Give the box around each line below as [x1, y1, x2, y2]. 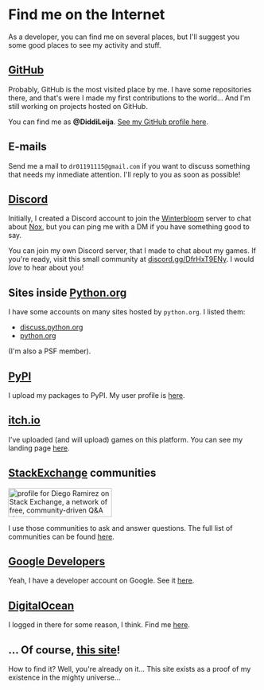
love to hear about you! [8, 263, 84, 272]
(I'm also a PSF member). [8, 346, 91, 356]
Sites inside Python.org [8, 286, 127, 299]
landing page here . [8, 443, 70, 453]
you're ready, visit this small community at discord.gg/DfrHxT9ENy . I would [8, 255, 254, 264]
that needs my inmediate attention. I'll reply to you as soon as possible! [8, 170, 241, 179]
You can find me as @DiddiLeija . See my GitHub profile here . [8, 117, 209, 127]
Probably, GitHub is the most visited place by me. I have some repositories [8, 84, 252, 94]
